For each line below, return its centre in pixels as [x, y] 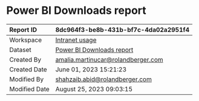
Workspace [26, 40]
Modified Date [29, 89]
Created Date [28, 69]
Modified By [27, 79]
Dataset [20, 50]
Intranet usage [76, 40]
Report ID [23, 30]
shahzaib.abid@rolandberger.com [104, 79]
